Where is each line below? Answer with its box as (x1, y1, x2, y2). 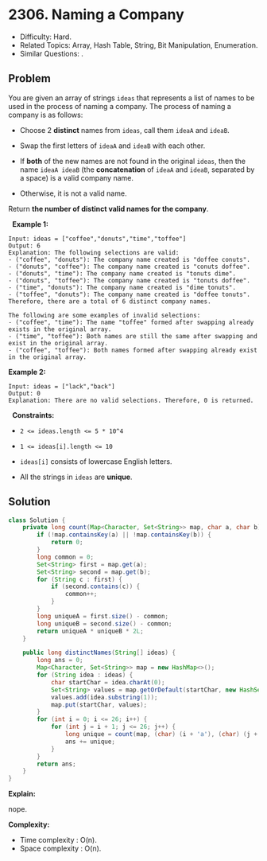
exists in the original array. (8, 325, 112, 333)
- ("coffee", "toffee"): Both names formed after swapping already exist (8, 346, 258, 354)
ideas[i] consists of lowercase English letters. (19, 456, 172, 466)
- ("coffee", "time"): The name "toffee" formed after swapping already (8, 318, 254, 326)
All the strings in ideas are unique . (19, 472, 133, 481)
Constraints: (11, 410, 55, 419)
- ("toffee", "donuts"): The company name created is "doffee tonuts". (8, 290, 250, 298)
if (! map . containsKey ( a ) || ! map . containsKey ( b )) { (37, 531, 212, 539)
